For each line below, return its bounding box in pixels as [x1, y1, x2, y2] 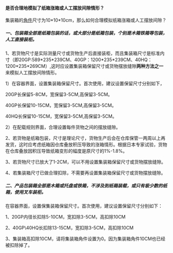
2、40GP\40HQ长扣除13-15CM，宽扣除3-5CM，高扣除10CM [5, 225, 134, 231]
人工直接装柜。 [5, 36, 37, 42]
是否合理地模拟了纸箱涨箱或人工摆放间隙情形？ [5, 5, 104, 11]
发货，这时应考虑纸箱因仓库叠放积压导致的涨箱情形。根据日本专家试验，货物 [5, 141, 167, 148]
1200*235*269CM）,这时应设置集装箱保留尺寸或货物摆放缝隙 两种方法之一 [5, 63, 164, 69]
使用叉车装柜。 [14, 189, 46, 195]
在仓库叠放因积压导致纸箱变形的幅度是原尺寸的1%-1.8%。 [5, 148, 127, 154]
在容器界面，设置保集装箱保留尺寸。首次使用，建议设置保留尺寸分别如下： [5, 203, 163, 209]
